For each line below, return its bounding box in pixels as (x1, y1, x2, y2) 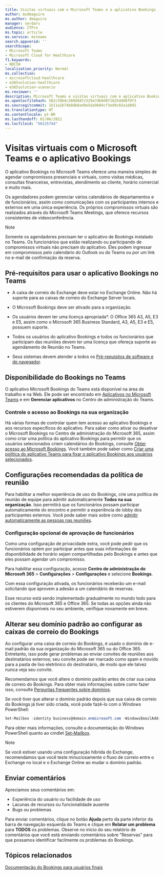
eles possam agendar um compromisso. (5, 556, 86, 562)
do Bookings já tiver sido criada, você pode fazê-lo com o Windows (5, 701, 142, 707)
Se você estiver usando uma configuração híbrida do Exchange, (5, 749, 134, 755)
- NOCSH (5, 62, 21, 67)
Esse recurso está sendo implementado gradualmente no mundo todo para (5, 595, 156, 601)
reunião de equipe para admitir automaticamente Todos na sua (5, 496, 132, 503)
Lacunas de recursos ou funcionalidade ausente (12, 801, 109, 807)
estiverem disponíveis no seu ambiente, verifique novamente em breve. (5, 606, 149, 612)
